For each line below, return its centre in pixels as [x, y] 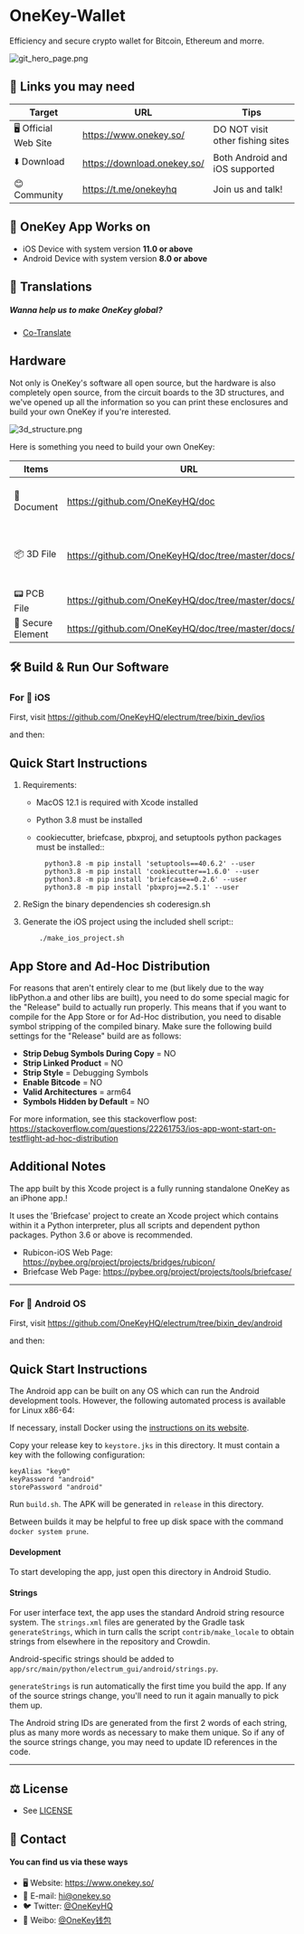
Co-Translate [47, 332]
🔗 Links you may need [72, 87]
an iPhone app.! [38, 1198]
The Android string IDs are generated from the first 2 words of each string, [148, 1723]
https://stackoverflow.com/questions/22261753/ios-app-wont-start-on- [143, 1129]
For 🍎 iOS [30, 697]
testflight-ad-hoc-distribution [64, 1138]
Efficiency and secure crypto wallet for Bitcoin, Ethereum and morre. [137, 41]
